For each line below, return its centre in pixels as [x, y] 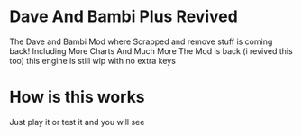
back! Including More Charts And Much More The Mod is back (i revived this [151, 50]
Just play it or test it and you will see [77, 122]
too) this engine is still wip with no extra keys [92, 60]
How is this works [78, 97]
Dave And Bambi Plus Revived [124, 17]
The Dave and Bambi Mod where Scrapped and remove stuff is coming [141, 41]
